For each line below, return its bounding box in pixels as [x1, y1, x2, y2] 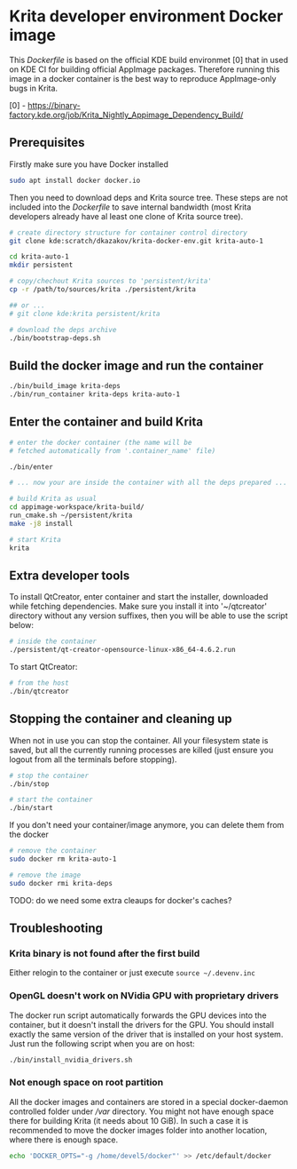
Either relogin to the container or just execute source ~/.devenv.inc [9, 967, 255, 978]
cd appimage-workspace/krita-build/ [9, 503, 145, 512]
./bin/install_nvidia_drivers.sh [9, 1055, 133, 1064]
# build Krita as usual [9, 495, 98, 504]
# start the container [9, 795, 93, 805]
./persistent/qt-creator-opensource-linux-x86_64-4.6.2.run [9, 646, 237, 655]
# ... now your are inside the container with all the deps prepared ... [9, 478, 288, 488]
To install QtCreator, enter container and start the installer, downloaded [9, 592, 269, 602]
